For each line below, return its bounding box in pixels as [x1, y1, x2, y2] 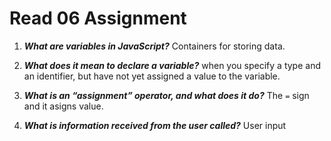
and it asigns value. [23, 100, 104, 112]
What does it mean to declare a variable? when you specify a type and [23, 59, 321, 71]
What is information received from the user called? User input [23, 119, 287, 131]
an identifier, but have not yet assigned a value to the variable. [23, 70, 281, 82]
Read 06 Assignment [9, 7, 187, 30]
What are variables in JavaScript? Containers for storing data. [23, 40, 286, 52]
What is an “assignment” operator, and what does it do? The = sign [23, 89, 310, 101]
